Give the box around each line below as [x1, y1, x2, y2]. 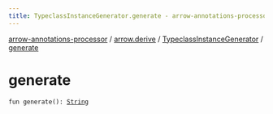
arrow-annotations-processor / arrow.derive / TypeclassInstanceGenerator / [8, 34, 264, 44]
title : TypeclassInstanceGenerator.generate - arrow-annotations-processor [8, 11, 271, 20]
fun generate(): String [8, 98, 89, 106]
